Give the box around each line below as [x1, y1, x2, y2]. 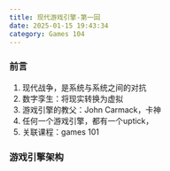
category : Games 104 [9, 29, 86, 38]
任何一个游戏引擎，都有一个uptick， [21, 115, 154, 126]
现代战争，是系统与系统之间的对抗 [21, 82, 147, 93]
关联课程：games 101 [21, 126, 100, 137]
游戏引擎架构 [9, 151, 65, 163]
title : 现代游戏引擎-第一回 [9, 12, 101, 22]
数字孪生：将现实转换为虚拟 [21, 93, 124, 104]
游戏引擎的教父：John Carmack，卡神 [21, 104, 162, 115]
